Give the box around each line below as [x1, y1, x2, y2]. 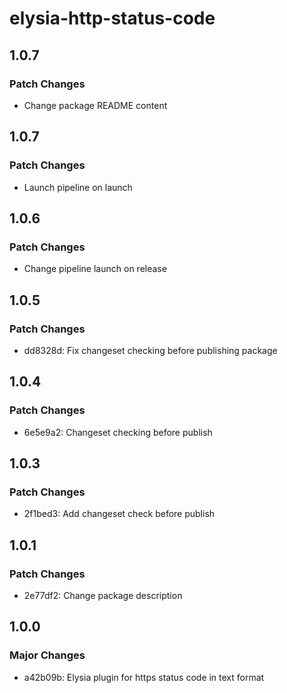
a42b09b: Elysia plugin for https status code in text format [23, 671, 265, 683]
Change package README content [23, 99, 168, 111]
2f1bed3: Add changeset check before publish [23, 508, 216, 520]
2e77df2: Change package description [23, 590, 183, 601]
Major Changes [9, 648, 86, 662]
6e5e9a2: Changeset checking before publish [23, 426, 213, 438]
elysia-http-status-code [9, 7, 216, 30]
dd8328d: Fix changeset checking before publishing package [23, 344, 278, 356]
